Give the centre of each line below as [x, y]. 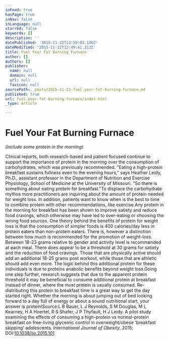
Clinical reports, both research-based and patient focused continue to [78, 157]
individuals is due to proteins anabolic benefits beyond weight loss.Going [81, 269]
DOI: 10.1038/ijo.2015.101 [30, 333]
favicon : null [24, 85]
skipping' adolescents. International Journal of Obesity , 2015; [69, 328]
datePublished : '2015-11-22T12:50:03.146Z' [52, 43]
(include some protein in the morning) [44, 147]
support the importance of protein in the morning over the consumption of [82, 162]
